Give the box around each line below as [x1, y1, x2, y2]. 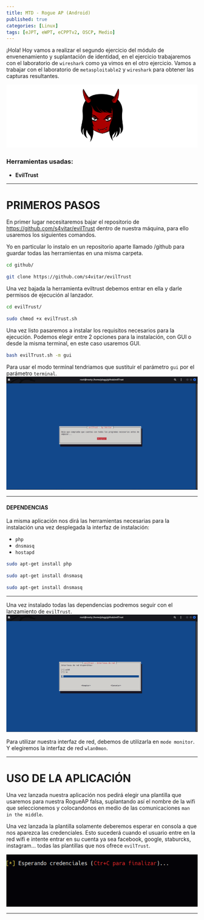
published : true [6, 16, 47, 23]
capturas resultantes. [6, 73, 59, 80]
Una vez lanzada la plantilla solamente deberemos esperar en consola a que [6, 823, 197, 830]
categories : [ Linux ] [6, 23, 59, 29]
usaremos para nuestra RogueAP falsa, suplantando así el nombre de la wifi [6, 798, 195, 805]
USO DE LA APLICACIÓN [6, 771, 132, 785]
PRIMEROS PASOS [6, 198, 100, 212]
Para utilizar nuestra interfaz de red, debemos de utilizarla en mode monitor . [6, 738, 195, 745]
